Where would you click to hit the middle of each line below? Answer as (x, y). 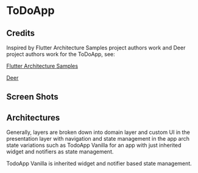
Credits (21, 33)
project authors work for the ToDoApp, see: (61, 54)
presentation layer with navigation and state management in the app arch (98, 139)
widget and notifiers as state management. (60, 152)
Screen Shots (33, 97)
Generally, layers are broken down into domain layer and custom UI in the (98, 132)
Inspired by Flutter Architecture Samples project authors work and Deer (96, 48)
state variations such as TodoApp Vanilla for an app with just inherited (94, 145)
